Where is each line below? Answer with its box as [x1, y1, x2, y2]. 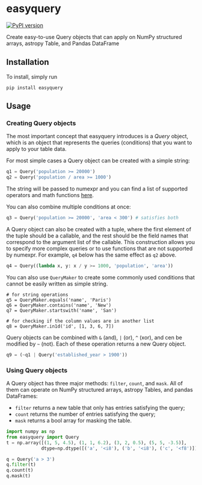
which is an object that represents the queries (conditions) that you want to [6, 139, 192, 146]
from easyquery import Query [6, 434, 79, 440]
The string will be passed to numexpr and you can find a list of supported [6, 185, 188, 192]
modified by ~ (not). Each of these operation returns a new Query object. [6, 340, 186, 347]
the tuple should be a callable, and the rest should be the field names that [6, 232, 188, 239]
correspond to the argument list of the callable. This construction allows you [6, 239, 195, 246]
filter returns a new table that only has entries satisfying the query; [14, 404, 185, 412]
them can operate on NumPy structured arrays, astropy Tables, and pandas [6, 386, 194, 394]
